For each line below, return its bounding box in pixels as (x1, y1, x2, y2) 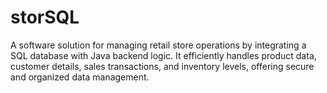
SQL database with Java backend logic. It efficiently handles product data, (10, 49, 317, 61)
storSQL (10, 6, 80, 29)
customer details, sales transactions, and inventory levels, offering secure (10, 60, 315, 72)
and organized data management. (10, 71, 150, 83)
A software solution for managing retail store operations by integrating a (10, 39, 307, 51)
